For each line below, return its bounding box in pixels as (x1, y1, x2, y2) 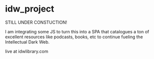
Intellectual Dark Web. (5, 39, 50, 44)
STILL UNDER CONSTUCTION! (5, 19, 68, 25)
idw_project (5, 3, 54, 15)
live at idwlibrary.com (5, 48, 49, 54)
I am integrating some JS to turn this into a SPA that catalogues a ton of (5, 29, 150, 34)
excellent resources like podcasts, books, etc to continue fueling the (5, 34, 143, 40)
